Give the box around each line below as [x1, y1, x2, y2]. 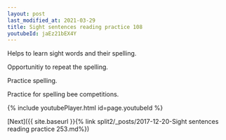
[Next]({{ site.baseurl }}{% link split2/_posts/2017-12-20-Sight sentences [7, 117, 219, 126]
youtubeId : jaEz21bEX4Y [7, 30, 77, 37]
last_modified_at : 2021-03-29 [7, 17, 96, 24]
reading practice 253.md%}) [7, 125, 90, 134]
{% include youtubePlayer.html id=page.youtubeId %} [7, 103, 164, 113]
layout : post [7, 10, 46, 18]
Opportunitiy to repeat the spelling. [7, 63, 109, 71]
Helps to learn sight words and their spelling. [7, 49, 137, 58]
